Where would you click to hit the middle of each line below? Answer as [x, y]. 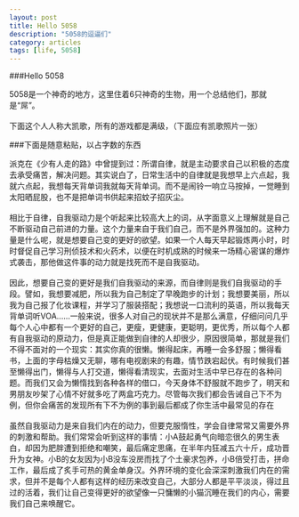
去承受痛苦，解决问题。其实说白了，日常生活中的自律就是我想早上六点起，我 [149, 175]
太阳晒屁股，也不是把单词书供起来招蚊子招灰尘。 [99, 198]
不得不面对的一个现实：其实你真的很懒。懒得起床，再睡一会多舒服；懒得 [141, 350]
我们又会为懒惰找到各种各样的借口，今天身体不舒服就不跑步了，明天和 [161, 383]
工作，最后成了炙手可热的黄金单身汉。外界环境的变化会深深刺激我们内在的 [145, 470]
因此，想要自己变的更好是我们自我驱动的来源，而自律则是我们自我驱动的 [141, 283]
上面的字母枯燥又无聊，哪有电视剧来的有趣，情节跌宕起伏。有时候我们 [153, 360]
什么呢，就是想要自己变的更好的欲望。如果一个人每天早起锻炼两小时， [153, 240]
